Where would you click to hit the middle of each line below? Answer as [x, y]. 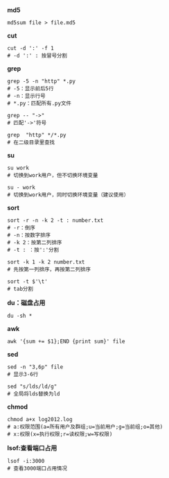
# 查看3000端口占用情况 [37, 468]
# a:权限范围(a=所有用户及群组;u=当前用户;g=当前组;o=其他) [85, 427]
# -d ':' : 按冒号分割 [37, 56]
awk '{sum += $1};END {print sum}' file [66, 341]
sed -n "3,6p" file [35, 367]
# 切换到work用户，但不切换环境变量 [53, 176]
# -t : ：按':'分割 [33, 250]
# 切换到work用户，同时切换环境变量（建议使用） [68, 195]
